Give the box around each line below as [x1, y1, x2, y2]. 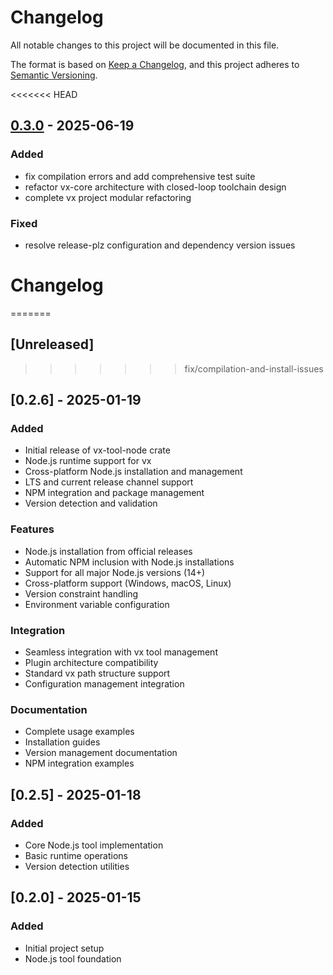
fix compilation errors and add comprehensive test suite [24, 170, 256, 182]
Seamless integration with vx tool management [24, 646, 218, 658]
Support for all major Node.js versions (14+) [24, 566, 206, 578]
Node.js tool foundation [24, 952, 122, 965]
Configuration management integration [24, 677, 185, 690]
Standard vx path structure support [24, 667, 171, 679]
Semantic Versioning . [10, 69, 98, 81]
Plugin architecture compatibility [24, 656, 159, 668]
